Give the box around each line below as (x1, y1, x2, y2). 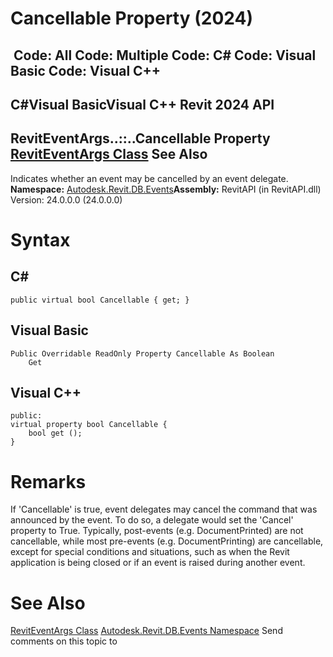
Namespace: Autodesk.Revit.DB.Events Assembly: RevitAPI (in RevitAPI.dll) (10, 183, 322, 195)
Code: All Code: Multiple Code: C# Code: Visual (13, 47, 317, 64)
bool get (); (28, 428, 83, 439)
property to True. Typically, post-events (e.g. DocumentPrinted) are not (10, 525, 304, 537)
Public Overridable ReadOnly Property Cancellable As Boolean (10, 348, 275, 359)
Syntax (10, 228, 71, 251)
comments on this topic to (10, 635, 118, 647)
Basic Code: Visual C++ (10, 62, 162, 79)
